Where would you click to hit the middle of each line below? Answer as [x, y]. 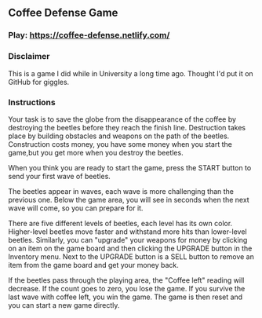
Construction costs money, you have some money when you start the [120, 144]
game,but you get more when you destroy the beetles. [96, 152]
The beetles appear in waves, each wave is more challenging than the [121, 191]
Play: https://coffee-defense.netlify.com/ [89, 35]
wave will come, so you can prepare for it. [76, 208]
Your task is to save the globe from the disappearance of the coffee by [122, 119]
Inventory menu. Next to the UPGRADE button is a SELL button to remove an [131, 256]
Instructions [32, 102]
